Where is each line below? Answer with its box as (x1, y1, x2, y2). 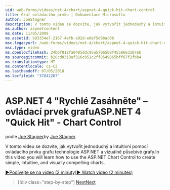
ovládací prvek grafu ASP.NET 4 (5, 106, 141, 118)
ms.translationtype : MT (5, 59, 56, 64)
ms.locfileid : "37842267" (5, 73, 60, 79)
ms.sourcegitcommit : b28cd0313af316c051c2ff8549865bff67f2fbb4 (5, 54, 142, 60)
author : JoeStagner (5, 17, 47, 22)
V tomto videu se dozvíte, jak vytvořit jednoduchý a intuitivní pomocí (5, 143, 148, 149)
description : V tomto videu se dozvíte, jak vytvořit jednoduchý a (5, 21, 151, 27)
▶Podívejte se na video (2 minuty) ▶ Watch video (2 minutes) (5, 169, 133, 175)
